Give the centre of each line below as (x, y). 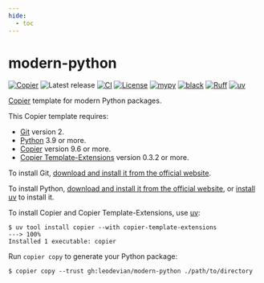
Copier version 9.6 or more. (65, 149)
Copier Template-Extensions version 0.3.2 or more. (104, 158)
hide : (17, 16)
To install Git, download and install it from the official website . (110, 173)
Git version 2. (42, 132)
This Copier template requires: (59, 117)
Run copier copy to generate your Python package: (93, 256)
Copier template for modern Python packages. (85, 100)
